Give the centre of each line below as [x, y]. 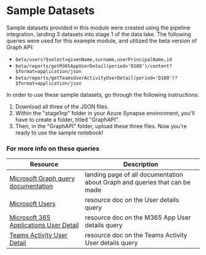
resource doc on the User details [132, 200]
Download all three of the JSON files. [62, 106]
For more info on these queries [53, 148]
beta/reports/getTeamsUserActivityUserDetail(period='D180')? [96, 78]
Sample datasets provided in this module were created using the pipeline [98, 28]
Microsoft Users [32, 204]
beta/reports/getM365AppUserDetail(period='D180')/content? [93, 66]
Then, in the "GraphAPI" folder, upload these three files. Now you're [101, 126]
